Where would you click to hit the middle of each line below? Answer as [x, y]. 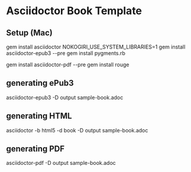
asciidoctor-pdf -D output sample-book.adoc [61, 163]
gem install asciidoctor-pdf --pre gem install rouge [68, 64]
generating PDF [35, 149]
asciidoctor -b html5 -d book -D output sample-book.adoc [77, 130]
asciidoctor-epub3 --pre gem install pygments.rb [66, 53]
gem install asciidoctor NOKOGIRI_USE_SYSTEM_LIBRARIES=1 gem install [96, 47]
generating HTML [39, 116]
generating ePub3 [40, 83]
